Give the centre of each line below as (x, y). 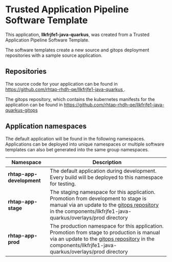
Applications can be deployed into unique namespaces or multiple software (85, 144)
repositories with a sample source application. (54, 55)
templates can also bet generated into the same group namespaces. (77, 149)
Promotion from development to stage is (98, 198)
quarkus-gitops (21, 110)
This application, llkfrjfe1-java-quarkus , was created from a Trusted (77, 34)
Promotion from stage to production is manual (105, 232)
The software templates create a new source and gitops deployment (77, 50)
